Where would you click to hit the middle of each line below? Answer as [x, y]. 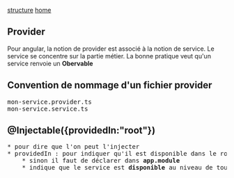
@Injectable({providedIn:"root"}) [81, 130]
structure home [29, 10]
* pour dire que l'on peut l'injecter [73, 147]
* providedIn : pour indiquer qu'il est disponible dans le [112, 154]
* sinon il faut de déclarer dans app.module [101, 161]
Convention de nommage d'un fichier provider [110, 85]
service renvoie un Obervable [50, 63]
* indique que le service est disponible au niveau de [118, 168]
